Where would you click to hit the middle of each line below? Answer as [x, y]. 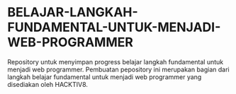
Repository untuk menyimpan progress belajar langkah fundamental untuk [116, 61]
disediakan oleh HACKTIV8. [48, 84]
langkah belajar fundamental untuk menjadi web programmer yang [105, 77]
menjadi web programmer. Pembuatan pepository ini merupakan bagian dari [118, 69]
